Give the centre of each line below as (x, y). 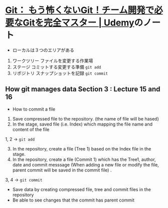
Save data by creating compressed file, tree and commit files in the (82, 189)
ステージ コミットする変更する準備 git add (57, 67)
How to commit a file (34, 109)
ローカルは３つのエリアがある (43, 50)
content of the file (31, 129)
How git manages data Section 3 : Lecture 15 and (83, 89)
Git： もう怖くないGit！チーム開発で (80, 10)
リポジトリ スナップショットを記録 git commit (60, 73)
